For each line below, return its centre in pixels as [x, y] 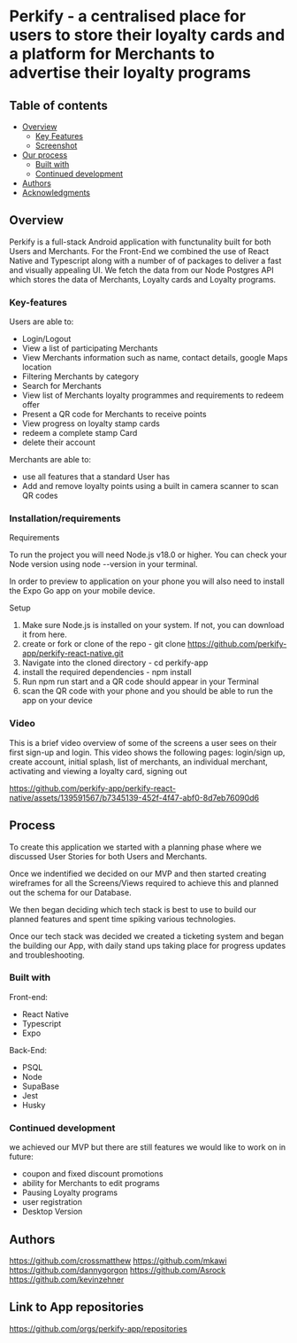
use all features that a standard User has [96, 477]
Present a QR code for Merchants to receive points [114, 415]
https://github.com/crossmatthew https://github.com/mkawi [118, 1261]
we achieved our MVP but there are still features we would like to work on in [148, 1147]
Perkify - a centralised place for [127, 16]
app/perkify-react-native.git [72, 654]
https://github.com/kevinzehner [67, 1279]
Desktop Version [52, 1212]
